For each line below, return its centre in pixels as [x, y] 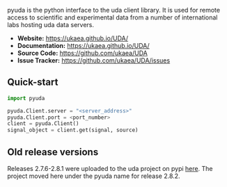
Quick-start [33, 82]
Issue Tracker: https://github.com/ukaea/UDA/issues [94, 60]
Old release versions [53, 152]
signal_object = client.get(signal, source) [73, 130]
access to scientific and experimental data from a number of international [112, 17]
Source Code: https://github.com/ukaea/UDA [82, 53]
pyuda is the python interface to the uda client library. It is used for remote [114, 10]
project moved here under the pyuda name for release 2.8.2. [94, 176]
